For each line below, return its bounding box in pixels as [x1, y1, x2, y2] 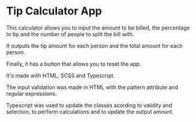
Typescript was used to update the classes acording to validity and [6, 101, 173, 109]
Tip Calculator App [6, 4, 102, 18]
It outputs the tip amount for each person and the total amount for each [6, 42, 183, 49]
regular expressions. [6, 90, 57, 97]
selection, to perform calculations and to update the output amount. [6, 108, 174, 115]
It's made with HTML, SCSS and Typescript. [6, 72, 115, 79]
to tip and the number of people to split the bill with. [6, 30, 134, 37]
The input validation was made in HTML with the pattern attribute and [6, 83, 179, 91]
